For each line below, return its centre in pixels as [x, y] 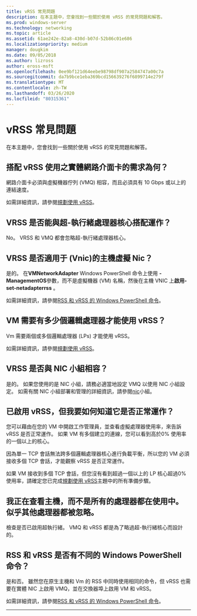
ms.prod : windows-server [36, 22]
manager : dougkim [27, 50]
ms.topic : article [28, 33]
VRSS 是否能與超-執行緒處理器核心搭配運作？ [89, 223]
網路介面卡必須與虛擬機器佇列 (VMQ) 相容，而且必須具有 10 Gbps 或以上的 [96, 182]
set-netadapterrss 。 [32, 288]
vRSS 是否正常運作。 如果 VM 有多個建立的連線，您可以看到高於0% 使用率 [96, 434]
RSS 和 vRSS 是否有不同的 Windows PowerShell [94, 555]
